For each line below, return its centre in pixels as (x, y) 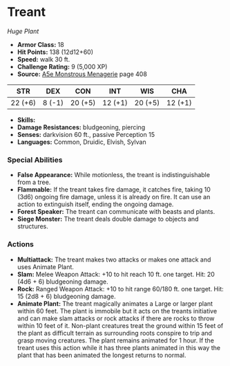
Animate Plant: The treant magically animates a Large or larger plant (115, 303)
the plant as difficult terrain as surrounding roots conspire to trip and (115, 333)
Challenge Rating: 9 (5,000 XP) (62, 66)
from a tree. (34, 182)
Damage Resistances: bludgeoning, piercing (81, 127)
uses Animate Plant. (46, 266)
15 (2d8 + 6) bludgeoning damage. (66, 296)
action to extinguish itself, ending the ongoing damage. (95, 204)
